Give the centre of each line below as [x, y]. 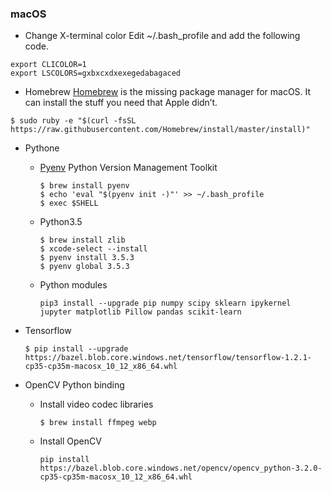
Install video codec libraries [96, 404]
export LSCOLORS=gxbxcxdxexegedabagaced [96, 73]
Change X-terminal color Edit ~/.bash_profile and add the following [162, 36]
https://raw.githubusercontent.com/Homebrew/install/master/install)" [160, 130]
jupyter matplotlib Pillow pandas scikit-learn [140, 312]
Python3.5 [61, 222]
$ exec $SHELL [69, 203]
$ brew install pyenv [84, 186]
